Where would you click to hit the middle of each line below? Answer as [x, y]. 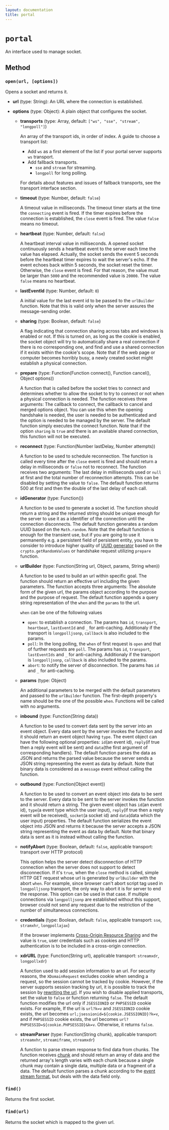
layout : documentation [29, 10]
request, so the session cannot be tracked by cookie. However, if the [92, 982]
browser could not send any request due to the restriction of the [87, 905]
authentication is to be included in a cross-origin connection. [83, 946]
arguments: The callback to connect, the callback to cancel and [86, 404]
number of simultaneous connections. [60, 910]
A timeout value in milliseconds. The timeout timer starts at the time [90, 208]
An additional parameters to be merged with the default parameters [90, 690]
